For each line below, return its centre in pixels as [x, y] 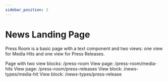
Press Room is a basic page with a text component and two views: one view [84, 48]
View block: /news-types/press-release [81, 74]
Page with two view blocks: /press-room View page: [60, 63]
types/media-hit [22, 74]
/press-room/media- [136, 63]
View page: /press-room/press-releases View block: [68, 68]
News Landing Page [48, 34]
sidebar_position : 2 [27, 10]
